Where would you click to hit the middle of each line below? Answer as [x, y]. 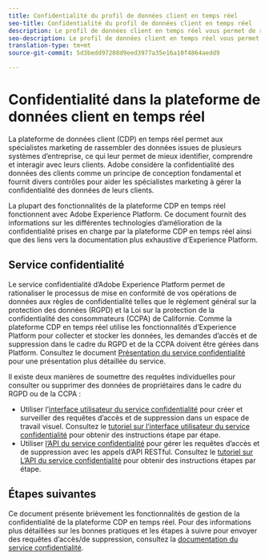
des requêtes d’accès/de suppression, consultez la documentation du [123, 539]
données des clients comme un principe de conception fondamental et [125, 172]
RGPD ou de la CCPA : [45, 393]
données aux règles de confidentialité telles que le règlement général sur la [132, 301]
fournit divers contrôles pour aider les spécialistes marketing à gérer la [125, 181]
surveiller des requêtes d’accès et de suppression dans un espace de [134, 417]
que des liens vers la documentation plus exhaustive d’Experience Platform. [133, 239]
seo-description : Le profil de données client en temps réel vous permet [134, 38]
